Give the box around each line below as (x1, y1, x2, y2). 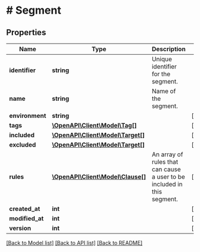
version (9, 224, 32, 232)
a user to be (151, 173, 186, 181)
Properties (6, 27, 46, 38)
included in (151, 180, 183, 188)
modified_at (9, 214, 44, 222)
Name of (151, 87, 176, 95)
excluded (9, 141, 36, 149)
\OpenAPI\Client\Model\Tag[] (52, 122, 137, 129)
